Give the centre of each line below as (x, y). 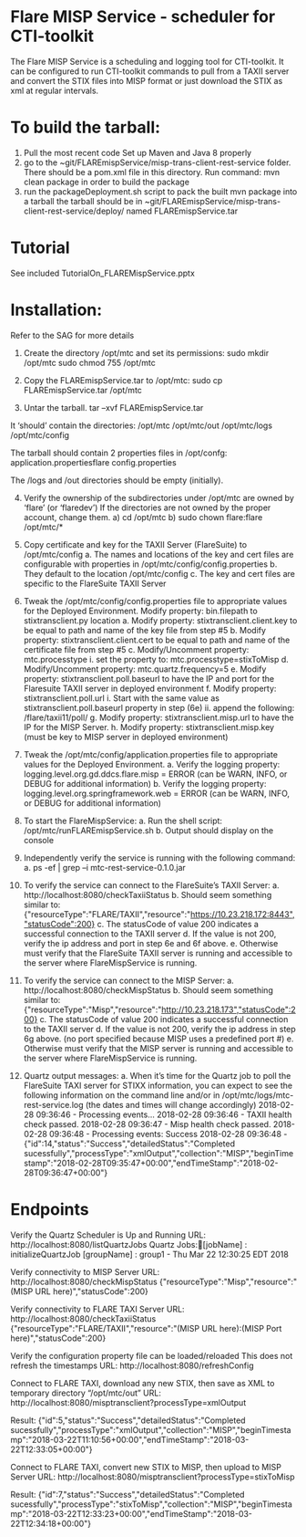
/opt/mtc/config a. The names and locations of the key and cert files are (158, 554)
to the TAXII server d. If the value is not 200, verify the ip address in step (160, 1029)
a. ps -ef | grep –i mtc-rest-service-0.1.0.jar (104, 867)
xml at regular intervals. (55, 90)
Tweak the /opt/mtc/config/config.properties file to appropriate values (155, 601)
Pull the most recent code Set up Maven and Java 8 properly (138, 152)
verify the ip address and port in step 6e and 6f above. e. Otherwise (151, 943)
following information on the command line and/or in (122, 1095)
